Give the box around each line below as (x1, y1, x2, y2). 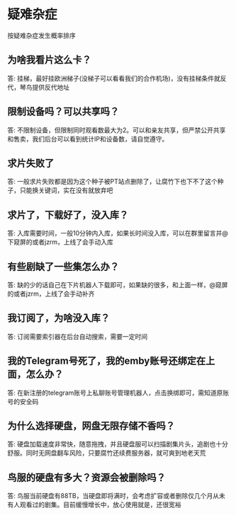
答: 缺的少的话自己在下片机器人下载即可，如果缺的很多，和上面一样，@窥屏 (7, 281, 228, 289)
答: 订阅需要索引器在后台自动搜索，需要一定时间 (7, 332, 147, 340)
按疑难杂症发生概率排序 (7, 31, 76, 40)
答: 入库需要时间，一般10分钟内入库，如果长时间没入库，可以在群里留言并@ (7, 229, 229, 238)
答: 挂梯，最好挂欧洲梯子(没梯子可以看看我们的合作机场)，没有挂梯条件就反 (7, 74, 227, 82)
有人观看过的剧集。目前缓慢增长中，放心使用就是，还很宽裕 (7, 500, 181, 509)
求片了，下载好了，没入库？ (7, 209, 129, 221)
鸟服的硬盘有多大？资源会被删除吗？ (7, 471, 166, 483)
